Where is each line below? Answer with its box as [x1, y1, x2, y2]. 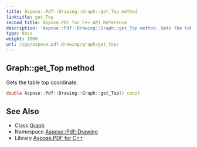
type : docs [6, 31, 33, 36]
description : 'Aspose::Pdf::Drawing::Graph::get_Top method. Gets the [6, 25, 182, 31]
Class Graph [14, 122, 45, 129]
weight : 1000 [6, 36, 38, 42]
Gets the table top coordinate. [6, 79, 78, 86]
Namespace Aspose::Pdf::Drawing [14, 128, 98, 135]
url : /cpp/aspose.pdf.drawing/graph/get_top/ [6, 42, 119, 48]
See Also [6, 106, 39, 116]
